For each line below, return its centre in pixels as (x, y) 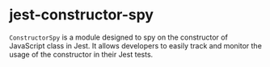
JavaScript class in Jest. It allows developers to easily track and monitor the (135, 45)
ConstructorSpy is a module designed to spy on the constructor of (119, 37)
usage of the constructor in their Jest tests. (81, 54)
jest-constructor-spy (82, 15)
